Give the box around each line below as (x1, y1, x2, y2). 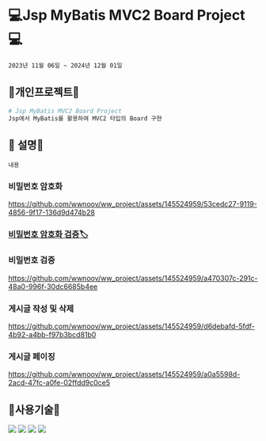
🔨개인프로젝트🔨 (8, 86, 80, 99)
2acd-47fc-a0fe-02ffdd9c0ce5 (8, 378, 111, 388)
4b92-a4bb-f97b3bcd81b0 (8, 330, 97, 339)
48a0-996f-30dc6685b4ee (8, 282, 98, 291)
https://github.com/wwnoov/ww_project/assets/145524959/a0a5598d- (8, 370, 241, 379)
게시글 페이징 (8, 351, 55, 362)
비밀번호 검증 (8, 255, 55, 266)
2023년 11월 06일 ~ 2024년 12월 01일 (8, 61, 123, 70)
